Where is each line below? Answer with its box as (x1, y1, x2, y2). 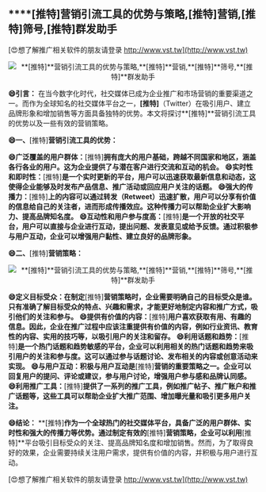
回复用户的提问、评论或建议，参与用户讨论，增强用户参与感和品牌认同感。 (8, 371, 251, 381)
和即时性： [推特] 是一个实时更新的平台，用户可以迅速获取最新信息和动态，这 (8, 171, 256, 181)
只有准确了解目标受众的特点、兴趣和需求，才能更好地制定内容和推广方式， (8, 302, 251, 311)
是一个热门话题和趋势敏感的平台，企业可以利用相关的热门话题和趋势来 (17, 341, 247, 351)
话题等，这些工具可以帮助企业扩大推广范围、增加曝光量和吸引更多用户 (14, 391, 244, 401)
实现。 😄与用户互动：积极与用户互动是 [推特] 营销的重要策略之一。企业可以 (8, 361, 252, 371)
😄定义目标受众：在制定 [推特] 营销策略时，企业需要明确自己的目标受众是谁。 (8, 292, 256, 302)
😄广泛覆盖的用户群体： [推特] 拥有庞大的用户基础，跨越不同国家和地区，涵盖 (8, 152, 256, 161)
